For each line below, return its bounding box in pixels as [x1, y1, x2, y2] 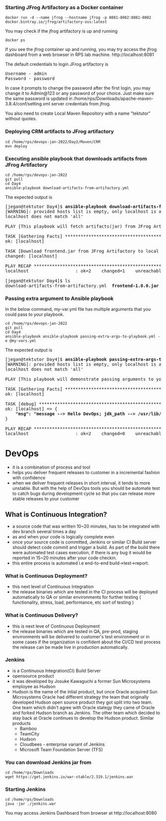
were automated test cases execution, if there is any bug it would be [12, 549, 152, 555]
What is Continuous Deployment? [5, 572, 88, 579]
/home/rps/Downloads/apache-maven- [73, 96, 154, 101]
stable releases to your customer [12, 496, 80, 502]
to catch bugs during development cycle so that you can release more [12, 490, 155, 496]
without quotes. [5, 116, 37, 122]
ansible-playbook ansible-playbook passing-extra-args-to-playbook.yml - [5, 334, 161, 339]
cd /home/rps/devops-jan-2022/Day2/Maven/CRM [5, 139, 100, 145]
